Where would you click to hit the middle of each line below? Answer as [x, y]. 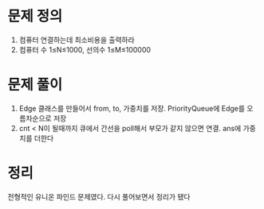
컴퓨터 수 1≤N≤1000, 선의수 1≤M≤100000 [85, 49]
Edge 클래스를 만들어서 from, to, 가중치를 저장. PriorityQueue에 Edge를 [132, 108]
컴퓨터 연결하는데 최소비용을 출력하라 [77, 40]
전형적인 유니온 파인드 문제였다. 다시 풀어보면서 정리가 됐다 [99, 196]
